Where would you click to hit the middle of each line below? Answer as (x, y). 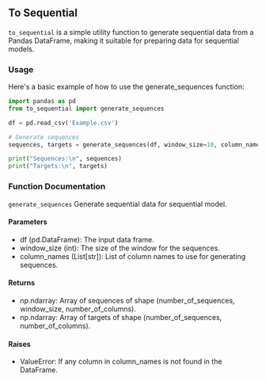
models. (21, 49)
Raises (20, 344)
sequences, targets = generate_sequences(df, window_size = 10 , (113, 145)
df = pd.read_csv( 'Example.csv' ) (63, 123)
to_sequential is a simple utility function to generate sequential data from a (131, 32)
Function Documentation (57, 187)
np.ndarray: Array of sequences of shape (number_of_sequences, (127, 300)
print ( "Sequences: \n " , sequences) (65, 159)
